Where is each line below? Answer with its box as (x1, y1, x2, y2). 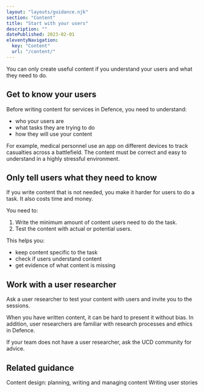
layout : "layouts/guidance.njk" (6, 9, 88, 15)
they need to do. (6, 71, 47, 79)
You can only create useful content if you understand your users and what (6, 65, 193, 72)
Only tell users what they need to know (6, 172, 157, 183)
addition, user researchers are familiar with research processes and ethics (6, 320, 193, 327)
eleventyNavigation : (6, 37, 59, 43)
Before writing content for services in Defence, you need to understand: (6, 105, 187, 113)
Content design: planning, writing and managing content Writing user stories (6, 379, 198, 386)
